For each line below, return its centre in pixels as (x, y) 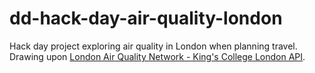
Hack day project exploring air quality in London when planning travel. (153, 46)
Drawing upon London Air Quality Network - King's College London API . (157, 56)
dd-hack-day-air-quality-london (146, 18)
